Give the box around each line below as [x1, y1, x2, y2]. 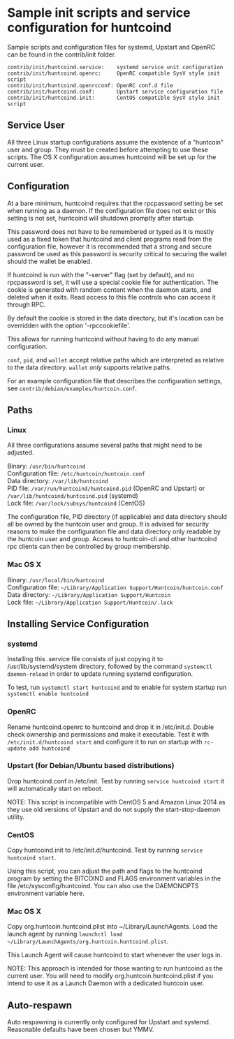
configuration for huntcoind [7, 20, 172, 36]
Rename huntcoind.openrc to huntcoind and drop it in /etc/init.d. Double [7, 723, 214, 731]
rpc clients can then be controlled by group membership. [7, 543, 171, 551]
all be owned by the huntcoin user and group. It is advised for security [7, 520, 210, 529]
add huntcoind [29, 745, 71, 752]
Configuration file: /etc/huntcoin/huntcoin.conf [7, 469, 145, 478]
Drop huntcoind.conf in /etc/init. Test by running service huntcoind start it [7, 776, 225, 785]
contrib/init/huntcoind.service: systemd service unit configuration [7, 64, 224, 71]
